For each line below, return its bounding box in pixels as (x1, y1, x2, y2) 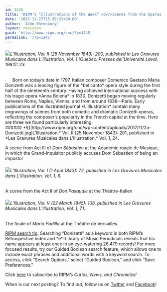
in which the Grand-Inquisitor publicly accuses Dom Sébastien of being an (5, 150, 158, 156)
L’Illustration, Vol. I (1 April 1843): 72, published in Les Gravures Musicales (10, 167, 162, 173)
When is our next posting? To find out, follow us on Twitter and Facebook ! (5, 282, 157, 288)
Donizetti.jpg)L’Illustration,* (5, 130, 61, 136)
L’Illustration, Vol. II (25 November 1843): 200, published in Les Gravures (10, 51, 160, 57)
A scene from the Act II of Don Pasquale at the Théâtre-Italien (5, 188, 133, 194)
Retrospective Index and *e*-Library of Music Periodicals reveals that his (5, 236, 156, 242)
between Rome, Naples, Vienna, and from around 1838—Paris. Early (5, 98, 145, 104)
